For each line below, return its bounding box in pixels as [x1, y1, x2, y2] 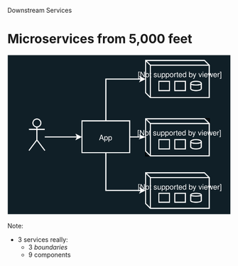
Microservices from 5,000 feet [7, 31, 193, 47]
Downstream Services [7, 6, 72, 14]
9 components [28, 250, 71, 259]
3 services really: [17, 235, 69, 244]
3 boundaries [28, 243, 68, 252]
